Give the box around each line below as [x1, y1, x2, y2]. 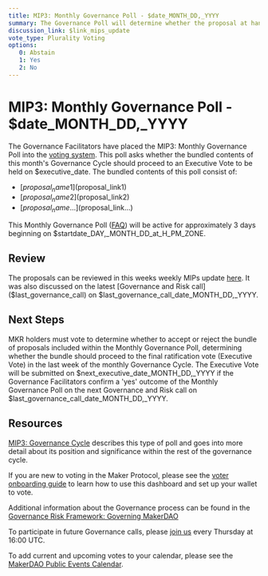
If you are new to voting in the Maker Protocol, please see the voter [8, 470, 230, 479]
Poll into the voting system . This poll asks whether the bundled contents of [8, 149, 254, 160]
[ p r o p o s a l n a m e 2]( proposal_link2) [19, 192, 130, 204]
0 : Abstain [18, 49, 56, 57]
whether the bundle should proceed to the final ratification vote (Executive [8, 351, 253, 361]
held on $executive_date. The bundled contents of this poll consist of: [8, 167, 238, 176]
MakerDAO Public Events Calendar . [8, 559, 124, 569]
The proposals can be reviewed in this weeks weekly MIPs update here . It [8, 273, 250, 282]
